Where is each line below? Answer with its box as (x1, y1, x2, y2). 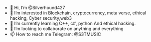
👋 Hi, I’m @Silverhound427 (9, 5, 65, 10)
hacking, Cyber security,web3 (9, 15, 72, 21)
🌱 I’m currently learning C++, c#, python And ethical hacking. (9, 20, 136, 26)
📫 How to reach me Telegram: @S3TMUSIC (9, 31, 101, 37)
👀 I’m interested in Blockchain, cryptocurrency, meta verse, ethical (9, 10, 147, 16)
